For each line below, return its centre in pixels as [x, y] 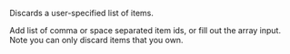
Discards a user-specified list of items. [82, 13]
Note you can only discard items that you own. [96, 40]
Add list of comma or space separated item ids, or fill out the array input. [145, 30]
